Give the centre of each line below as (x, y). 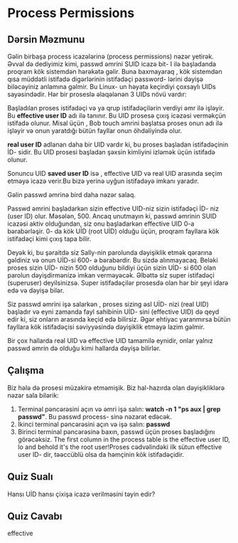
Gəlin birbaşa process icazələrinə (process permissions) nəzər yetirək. (111, 56)
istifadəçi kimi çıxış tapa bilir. (49, 239)
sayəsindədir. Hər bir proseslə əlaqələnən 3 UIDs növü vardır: (97, 94)
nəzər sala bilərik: (33, 395)
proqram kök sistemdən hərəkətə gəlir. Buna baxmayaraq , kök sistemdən (115, 72)
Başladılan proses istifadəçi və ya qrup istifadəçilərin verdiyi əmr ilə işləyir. (116, 108)
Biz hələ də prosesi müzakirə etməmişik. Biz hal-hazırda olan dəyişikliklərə (116, 388)
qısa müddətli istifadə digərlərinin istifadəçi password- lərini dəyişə (106, 79)
